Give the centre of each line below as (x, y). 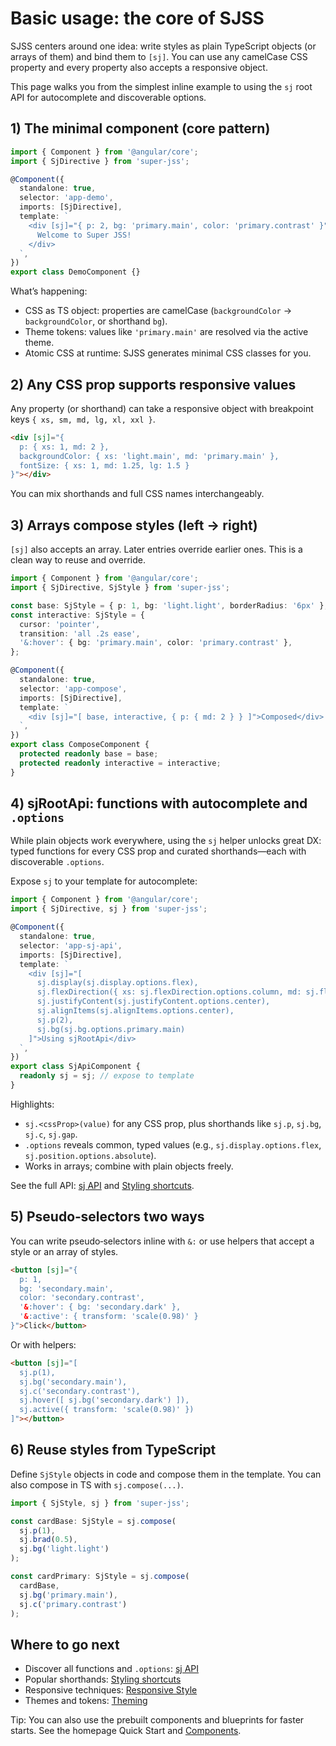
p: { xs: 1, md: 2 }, (64, 447)
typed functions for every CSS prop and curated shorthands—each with (158, 851)
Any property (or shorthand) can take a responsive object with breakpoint (162, 408)
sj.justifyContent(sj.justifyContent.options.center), (153, 1002)
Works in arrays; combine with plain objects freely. (129, 1166)
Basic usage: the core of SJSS (137, 18)
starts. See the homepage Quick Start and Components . (126, 1731)
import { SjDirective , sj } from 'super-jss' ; (109, 909)
